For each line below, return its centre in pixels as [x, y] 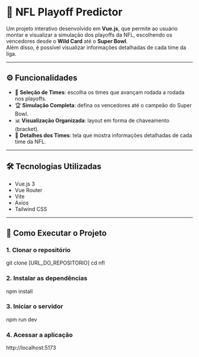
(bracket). [27, 129]
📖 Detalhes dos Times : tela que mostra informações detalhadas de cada [103, 135]
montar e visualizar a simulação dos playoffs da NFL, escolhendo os [89, 34]
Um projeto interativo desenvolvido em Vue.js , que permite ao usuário [92, 28]
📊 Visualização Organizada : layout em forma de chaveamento [92, 120]
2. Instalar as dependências [47, 278]
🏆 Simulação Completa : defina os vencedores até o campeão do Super [103, 105]
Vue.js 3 [25, 184]
